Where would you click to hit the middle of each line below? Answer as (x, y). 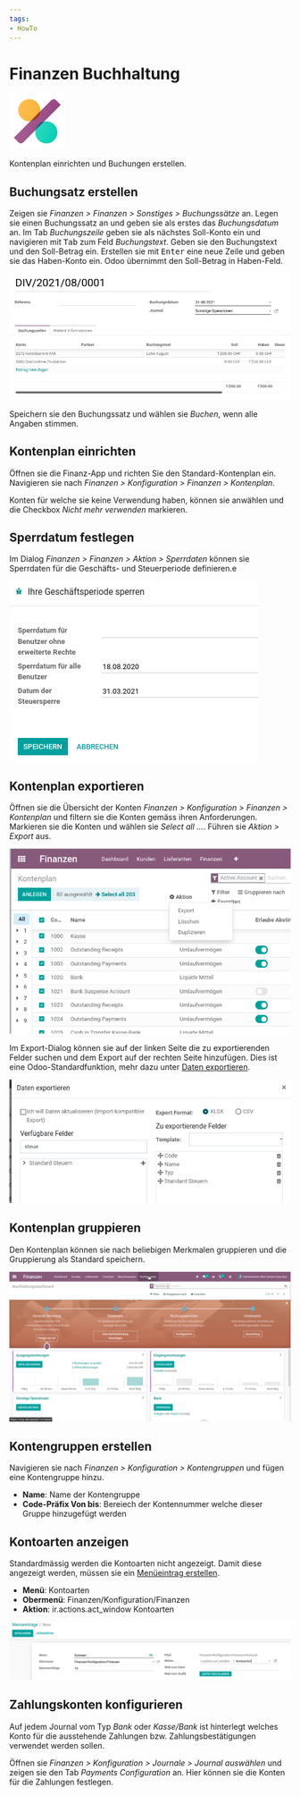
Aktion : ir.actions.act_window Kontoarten (98, 1609)
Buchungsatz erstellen (74, 192)
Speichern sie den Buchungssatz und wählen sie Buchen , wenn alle (133, 414)
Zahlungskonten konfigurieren (96, 1705)
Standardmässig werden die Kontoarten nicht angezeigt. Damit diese (135, 1563)
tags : (19, 19)
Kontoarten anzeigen (69, 1542)
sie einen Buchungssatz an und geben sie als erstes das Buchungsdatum (144, 223)
